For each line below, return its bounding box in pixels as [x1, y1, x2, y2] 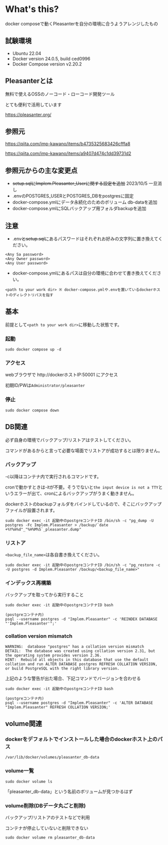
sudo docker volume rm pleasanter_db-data [5, 835, 95, 840]
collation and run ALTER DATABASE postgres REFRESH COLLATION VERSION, [5, 661, 157, 666]
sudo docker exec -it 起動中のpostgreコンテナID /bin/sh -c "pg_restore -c [5, 562, 161, 568]
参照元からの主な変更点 [5, 166, 77, 174]
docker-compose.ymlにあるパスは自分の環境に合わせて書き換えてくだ [12, 270, 157, 276]
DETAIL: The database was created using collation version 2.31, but [5, 648, 155, 653]
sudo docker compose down [5, 407, 59, 413]
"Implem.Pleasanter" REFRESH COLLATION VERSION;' [5, 704, 111, 709]
